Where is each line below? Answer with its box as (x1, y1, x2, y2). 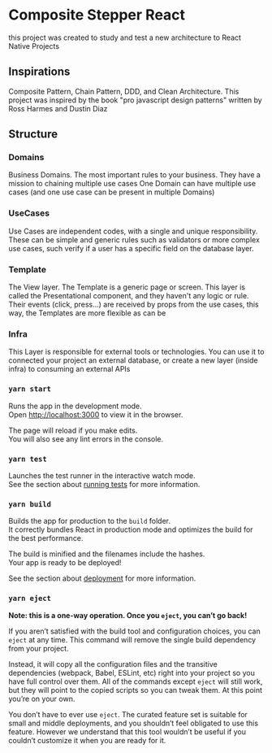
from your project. (8, 643, 69, 653)
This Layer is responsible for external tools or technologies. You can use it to (8, 347, 265, 357)
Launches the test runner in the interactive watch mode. (8, 470, 196, 481)
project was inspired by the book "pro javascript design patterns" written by (8, 95, 262, 105)
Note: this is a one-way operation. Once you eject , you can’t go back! (8, 610, 248, 620)
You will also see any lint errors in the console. (8, 433, 164, 444)
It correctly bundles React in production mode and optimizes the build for (8, 524, 253, 534)
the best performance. (8, 533, 84, 543)
